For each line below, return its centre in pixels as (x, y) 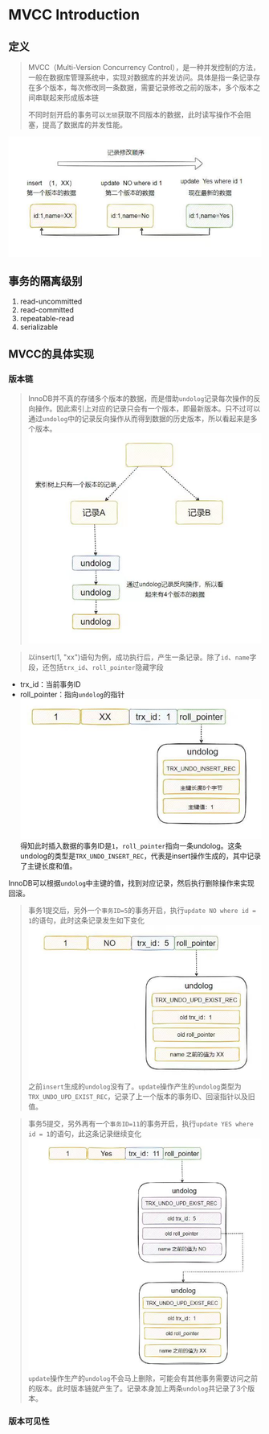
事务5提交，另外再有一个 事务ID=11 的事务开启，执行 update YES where (141, 1124)
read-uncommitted (51, 301)
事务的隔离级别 (45, 281)
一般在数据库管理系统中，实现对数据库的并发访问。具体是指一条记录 (141, 77)
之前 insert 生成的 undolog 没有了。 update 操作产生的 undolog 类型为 (134, 1087)
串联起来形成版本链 (67, 97)
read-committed (47, 310)
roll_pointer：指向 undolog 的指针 (72, 695)
